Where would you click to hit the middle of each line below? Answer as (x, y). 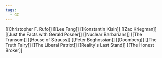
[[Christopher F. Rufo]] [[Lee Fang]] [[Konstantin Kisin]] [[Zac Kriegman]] (81, 29)
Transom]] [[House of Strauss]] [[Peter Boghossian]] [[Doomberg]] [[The (81, 40)
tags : (11, 10)
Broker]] (14, 50)
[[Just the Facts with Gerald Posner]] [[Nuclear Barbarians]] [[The (74, 34)
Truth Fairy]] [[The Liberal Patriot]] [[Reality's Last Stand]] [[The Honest (80, 45)
